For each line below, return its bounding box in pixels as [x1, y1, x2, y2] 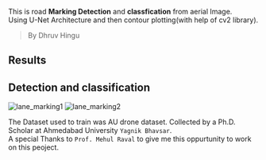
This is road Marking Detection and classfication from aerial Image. [8, 7, 233, 16]
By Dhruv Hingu [27, 31, 80, 40]
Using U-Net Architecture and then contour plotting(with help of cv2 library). [8, 15, 259, 25]
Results [8, 53, 47, 67]
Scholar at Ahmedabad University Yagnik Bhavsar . [8, 126, 172, 135]
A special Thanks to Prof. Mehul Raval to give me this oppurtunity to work [8, 135, 252, 144]
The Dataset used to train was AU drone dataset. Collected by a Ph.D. [8, 117, 236, 127]
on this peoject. [8, 142, 60, 152]
